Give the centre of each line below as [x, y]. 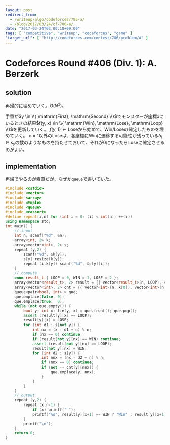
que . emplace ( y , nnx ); [73, 372]
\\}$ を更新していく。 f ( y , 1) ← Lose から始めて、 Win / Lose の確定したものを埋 [85, 129]
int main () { [19, 226]
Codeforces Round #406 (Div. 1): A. [81, 63]
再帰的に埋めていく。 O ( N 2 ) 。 [36, 105]
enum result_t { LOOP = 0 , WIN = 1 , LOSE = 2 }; [67, 278]
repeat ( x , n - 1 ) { [41, 405]
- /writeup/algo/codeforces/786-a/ [47, 19]
